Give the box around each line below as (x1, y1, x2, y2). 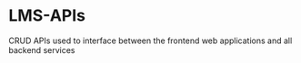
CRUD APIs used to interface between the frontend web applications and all (8, 35, 293, 46)
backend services (8, 44, 75, 55)
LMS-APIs (8, 5, 85, 26)
